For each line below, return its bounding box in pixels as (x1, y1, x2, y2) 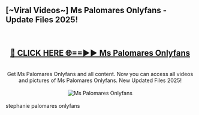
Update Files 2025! (5, 15, 79, 25)
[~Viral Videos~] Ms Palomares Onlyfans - (5, 5, 167, 16)
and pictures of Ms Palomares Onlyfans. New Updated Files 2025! (18, 77, 182, 84)
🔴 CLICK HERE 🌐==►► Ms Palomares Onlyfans (10, 48, 191, 58)
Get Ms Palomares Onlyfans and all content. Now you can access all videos (7, 70, 194, 77)
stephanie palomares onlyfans (5, 102, 80, 109)
